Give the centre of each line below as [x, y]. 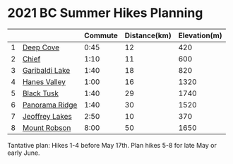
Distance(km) [148, 35]
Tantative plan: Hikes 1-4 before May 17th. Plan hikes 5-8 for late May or [112, 145]
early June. [24, 153]
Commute [101, 35]
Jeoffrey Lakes [47, 116]
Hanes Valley [44, 81]
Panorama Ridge [50, 105]
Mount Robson [47, 127]
